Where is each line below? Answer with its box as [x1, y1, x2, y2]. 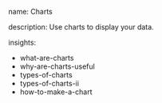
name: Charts [8, 7, 53, 16]
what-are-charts [19, 53, 74, 62]
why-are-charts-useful [19, 61, 96, 71]
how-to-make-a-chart [19, 87, 93, 97]
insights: [8, 38, 37, 47]
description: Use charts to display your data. [8, 22, 154, 31]
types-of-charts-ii [19, 79, 80, 88]
